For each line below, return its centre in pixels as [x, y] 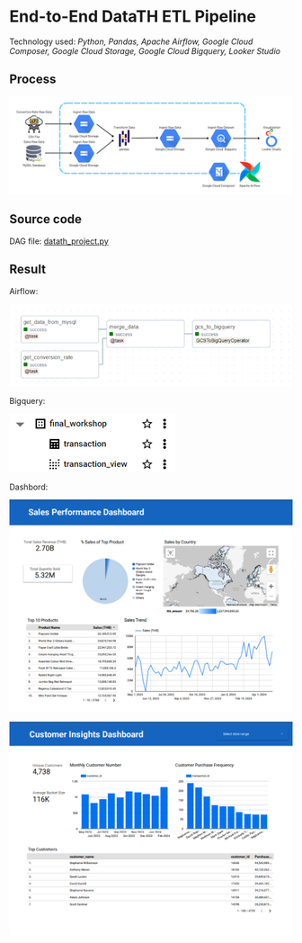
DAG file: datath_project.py [59, 241]
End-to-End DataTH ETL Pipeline [133, 17]
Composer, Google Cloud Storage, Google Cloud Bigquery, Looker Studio [145, 50]
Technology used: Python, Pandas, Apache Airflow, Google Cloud [131, 41]
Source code [46, 219]
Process [33, 80]
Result [28, 269]
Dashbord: [29, 487]
